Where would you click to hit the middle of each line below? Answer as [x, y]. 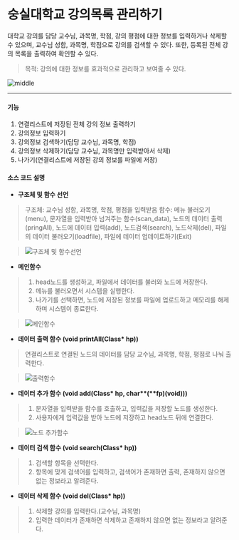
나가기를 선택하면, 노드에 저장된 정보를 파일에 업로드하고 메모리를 [126, 300]
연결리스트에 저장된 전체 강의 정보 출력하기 [77, 124]
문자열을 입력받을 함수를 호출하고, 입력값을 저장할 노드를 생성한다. [127, 409]
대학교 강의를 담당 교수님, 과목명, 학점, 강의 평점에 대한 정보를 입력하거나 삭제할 [117, 36]
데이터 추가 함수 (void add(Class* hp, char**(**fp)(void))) [102, 394]
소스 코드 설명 [26, 177]
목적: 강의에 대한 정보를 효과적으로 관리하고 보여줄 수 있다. [105, 68]
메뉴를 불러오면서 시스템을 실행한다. [85, 291]
